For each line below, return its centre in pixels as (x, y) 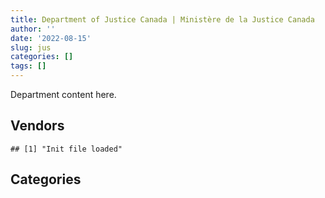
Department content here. (63, 94)
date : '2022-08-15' (51, 38)
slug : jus (31, 47)
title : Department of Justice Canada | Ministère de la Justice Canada (162, 19)
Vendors (37, 126)
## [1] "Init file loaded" (66, 149)
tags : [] (28, 66)
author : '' (33, 29)
